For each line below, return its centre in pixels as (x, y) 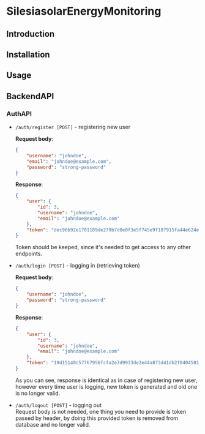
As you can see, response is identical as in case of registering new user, (106, 380)
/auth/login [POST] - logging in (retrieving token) (78, 266)
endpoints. (29, 254)
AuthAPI (19, 113)
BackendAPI (30, 96)
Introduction (31, 34)
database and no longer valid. (53, 424)
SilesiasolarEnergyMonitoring (84, 11)
